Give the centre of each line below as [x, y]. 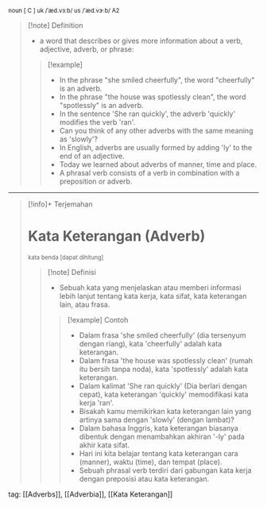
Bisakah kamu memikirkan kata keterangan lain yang [165, 411]
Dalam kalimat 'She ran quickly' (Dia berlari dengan [163, 385]
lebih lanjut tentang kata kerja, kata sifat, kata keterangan [153, 296]
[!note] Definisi [72, 272]
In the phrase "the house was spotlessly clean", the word [153, 97]
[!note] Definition [55, 25]
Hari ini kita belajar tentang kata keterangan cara [159, 453]
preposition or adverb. [96, 181]
